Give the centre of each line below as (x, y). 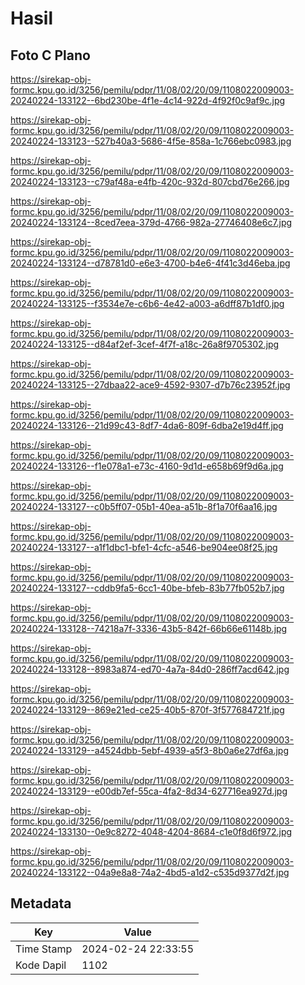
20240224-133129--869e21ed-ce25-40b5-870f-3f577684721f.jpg (147, 710)
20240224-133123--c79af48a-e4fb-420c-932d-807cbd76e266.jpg (150, 181)
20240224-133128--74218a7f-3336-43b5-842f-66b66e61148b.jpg (149, 628)
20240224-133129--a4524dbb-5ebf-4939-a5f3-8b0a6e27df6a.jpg (150, 750)
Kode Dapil (41, 965)
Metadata (41, 903)
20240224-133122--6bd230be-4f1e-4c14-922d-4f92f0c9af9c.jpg (148, 100)
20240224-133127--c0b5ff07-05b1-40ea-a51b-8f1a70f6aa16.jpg (144, 506)
